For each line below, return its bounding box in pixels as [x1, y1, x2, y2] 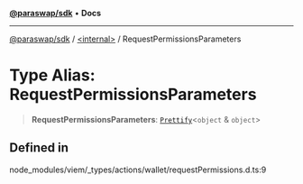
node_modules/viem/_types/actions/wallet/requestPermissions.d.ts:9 [9, 164, 267, 175]
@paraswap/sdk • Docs [9, 8, 102, 18]
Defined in [9, 140, 69, 156]
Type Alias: [9, 65, 96, 86]
